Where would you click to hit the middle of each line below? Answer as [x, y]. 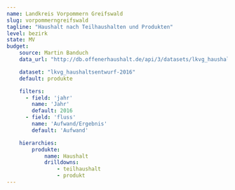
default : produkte [46, 79]
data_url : [34, 60]
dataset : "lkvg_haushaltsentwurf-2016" [78, 72]
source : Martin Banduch [54, 53]
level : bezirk [27, 33]
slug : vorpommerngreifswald [48, 20]
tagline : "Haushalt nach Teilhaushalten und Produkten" [90, 27]
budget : [18, 46]
